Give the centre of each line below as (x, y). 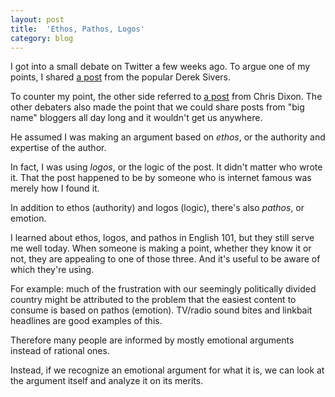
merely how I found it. (55, 188)
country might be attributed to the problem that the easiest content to (153, 300)
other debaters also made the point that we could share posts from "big (157, 107)
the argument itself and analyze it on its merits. (107, 381)
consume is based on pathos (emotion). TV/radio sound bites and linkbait (161, 310)
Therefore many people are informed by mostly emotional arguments (152, 340)
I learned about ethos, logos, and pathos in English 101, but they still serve (162, 238)
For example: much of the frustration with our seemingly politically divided (163, 289)
